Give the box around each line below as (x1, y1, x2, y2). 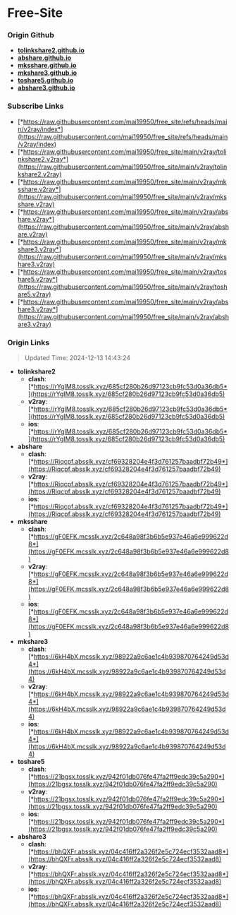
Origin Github (7, 30, 55, 40)
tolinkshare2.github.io (17, 46, 85, 54)
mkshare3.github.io (17, 68, 77, 77)
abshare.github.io (17, 54, 72, 62)
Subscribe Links (7, 101, 64, 111)
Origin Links (7, 337, 50, 347)
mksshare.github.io (17, 61, 77, 70)
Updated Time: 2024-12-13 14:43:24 (24, 354, 131, 362)
